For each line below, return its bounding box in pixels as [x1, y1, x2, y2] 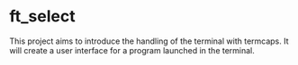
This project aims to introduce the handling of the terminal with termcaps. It [9, 36, 290, 46]
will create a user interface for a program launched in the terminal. [9, 45, 255, 55]
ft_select [9, 6, 76, 27]
